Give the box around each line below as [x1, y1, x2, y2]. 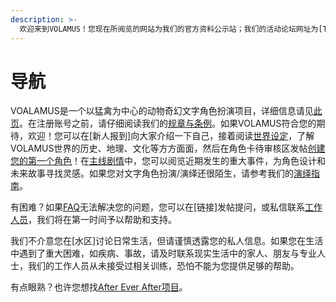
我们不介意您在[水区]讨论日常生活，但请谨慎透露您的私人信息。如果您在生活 [10, 235, 324, 247]
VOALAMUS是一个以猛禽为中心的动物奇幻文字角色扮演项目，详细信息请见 [10, 105, 314, 117]
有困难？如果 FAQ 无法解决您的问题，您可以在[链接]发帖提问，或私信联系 [10, 201, 306, 213]
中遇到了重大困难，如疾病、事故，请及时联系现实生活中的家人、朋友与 [10, 247, 300, 260]
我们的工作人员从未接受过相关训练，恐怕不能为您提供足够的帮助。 [27, 260, 300, 272]
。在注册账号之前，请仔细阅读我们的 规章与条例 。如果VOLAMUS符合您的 [19, 117, 317, 130]
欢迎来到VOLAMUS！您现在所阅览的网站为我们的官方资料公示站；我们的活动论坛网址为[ [19, 24, 323, 34]
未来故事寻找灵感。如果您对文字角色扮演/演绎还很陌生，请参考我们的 [10, 167, 295, 180]
